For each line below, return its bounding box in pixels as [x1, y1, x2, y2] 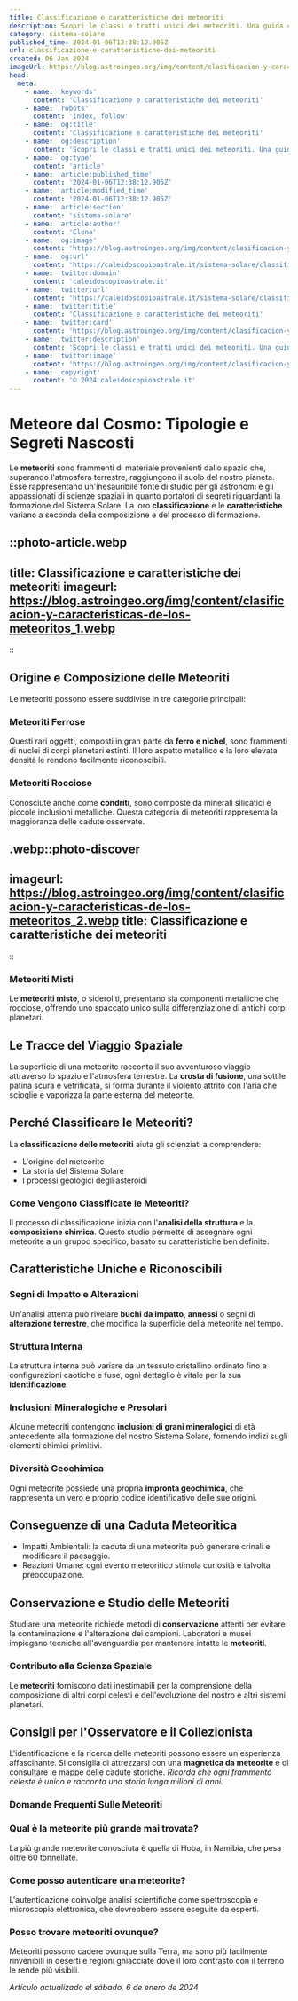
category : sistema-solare [9, 29, 105, 38]
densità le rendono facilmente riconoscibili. [9, 755, 167, 766]
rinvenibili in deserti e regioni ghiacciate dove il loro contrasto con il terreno [9, 1956, 285, 1966]
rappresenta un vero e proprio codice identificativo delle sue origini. [9, 1492, 257, 1502]
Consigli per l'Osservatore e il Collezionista [9, 1724, 254, 1739]
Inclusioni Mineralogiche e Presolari [9, 1401, 167, 1414]
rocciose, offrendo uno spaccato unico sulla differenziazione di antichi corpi [9, 1003, 287, 1013]
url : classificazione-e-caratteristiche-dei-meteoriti [9, 46, 216, 55]
